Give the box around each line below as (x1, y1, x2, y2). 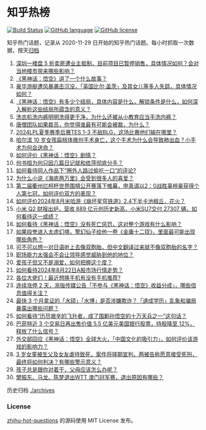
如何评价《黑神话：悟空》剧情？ (15, 151, 97, 159)
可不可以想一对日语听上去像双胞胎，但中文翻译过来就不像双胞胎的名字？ (15, 243, 198, 251)
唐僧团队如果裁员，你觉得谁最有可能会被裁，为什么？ (15, 121, 150, 128)
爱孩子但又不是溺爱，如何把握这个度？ (15, 258, 112, 266)
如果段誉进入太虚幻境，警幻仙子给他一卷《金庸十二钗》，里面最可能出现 (15, 228, 196, 235)
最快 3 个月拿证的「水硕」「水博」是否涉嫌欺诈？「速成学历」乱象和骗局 (15, 296, 197, 304)
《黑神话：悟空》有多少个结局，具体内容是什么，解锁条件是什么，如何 (15, 97, 193, 105)
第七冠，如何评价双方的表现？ (21, 189, 97, 197)
